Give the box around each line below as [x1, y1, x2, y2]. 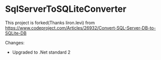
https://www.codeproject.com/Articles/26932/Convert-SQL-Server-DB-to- [5, 25, 156, 30]
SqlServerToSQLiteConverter [5, 3, 127, 15]
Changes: [5, 39, 25, 45]
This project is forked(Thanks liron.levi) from [5, 20, 95, 26]
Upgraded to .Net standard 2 [12, 49, 71, 55]
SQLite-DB [5, 30, 27, 36]
